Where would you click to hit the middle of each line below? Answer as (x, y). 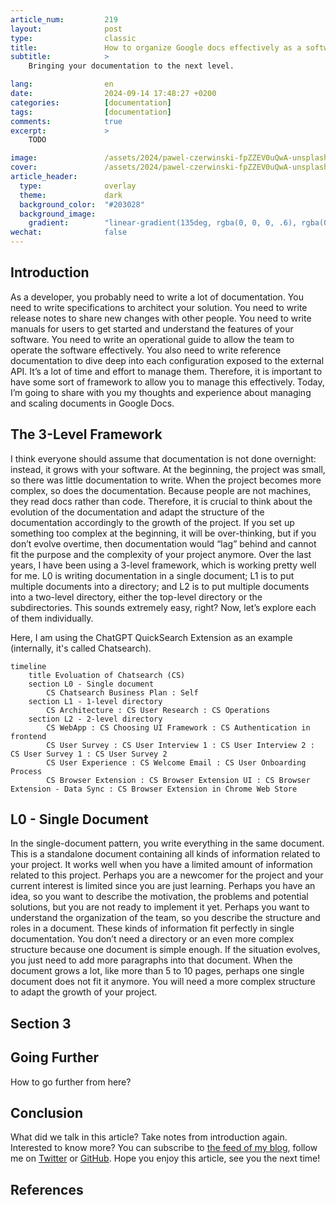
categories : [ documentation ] (91, 102)
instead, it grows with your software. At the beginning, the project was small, (168, 469)
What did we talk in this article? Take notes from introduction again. (149, 1137)
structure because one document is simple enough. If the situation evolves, (165, 950)
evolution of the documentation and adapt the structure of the (137, 512)
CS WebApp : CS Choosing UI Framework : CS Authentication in (178, 727)
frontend (28, 736)
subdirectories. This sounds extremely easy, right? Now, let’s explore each (163, 607)
